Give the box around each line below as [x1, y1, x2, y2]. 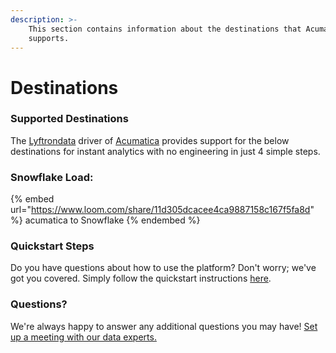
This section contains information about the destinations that [28, 24, 302, 34]
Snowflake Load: [10, 170, 94, 184]
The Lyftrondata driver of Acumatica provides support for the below [10, 134, 290, 146]
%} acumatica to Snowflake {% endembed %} [10, 214, 201, 226]
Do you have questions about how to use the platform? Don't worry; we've [10, 262, 317, 274]
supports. [28, 33, 70, 43]
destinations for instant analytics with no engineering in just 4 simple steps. [10, 145, 321, 157]
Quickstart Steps [10, 239, 95, 253]
